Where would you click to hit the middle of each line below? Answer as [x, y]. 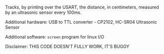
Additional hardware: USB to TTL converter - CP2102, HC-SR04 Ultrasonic [81, 22]
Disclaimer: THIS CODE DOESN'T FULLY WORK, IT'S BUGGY [67, 46]
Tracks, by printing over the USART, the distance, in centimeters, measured [82, 7]
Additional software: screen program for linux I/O [55, 37]
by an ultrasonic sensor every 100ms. [43, 12]
